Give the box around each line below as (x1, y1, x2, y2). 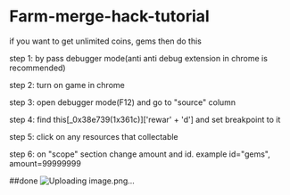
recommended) (9, 62, 66, 73)
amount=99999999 (9, 158, 82, 168)
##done (9, 175, 38, 186)
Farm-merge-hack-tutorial (9, 6, 210, 27)
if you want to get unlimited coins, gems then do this (9, 36, 203, 46)
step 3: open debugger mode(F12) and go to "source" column (9, 96, 236, 108)
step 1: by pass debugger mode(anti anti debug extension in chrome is (9, 53, 268, 63)
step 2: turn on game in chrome (9, 79, 125, 90)
